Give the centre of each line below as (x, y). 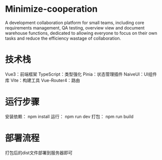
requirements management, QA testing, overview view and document (75, 27)
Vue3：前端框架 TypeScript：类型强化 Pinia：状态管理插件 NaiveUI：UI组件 (81, 74)
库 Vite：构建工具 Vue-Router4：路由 (43, 80)
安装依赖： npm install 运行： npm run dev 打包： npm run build (69, 116)
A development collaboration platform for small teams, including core (75, 23)
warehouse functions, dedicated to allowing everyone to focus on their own (81, 33)
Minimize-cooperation (51, 9)
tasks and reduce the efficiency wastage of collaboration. (63, 38)
